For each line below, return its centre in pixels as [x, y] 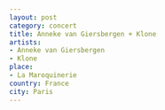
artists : [25, 42]
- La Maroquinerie [43, 75]
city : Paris [31, 91]
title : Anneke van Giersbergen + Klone [83, 34]
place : [21, 67]
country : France [39, 83]
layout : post [33, 17]
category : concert [43, 26]
